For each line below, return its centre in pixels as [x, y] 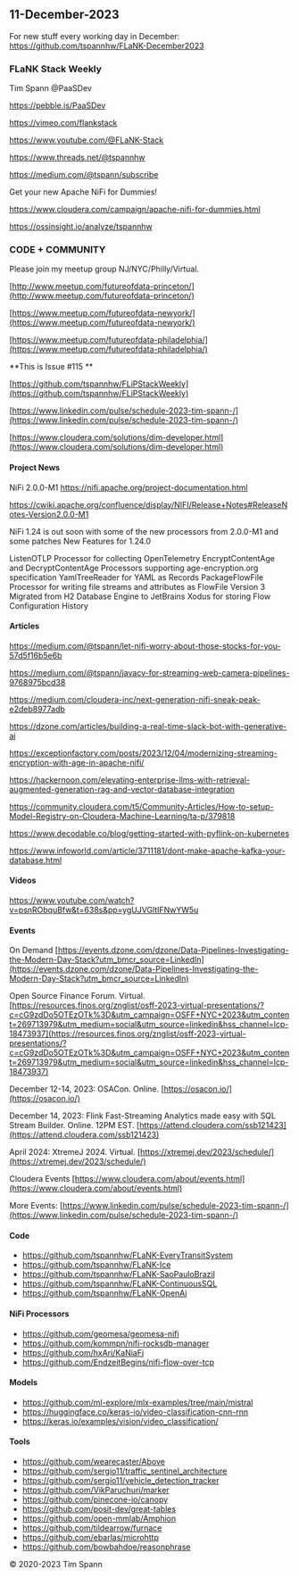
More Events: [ [36, 1206]
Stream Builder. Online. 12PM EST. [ [75, 1125]
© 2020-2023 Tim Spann [56, 1565]
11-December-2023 [64, 15]
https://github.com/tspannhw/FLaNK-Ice [96, 1265]
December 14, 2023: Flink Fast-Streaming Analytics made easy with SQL [143, 1116]
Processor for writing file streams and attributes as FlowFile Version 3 [137, 586]
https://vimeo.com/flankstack [63, 123]
